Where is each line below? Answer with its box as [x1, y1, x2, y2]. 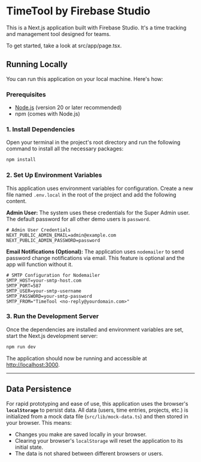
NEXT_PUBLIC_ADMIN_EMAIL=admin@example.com [6, 232, 117, 238]
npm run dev [6, 343, 36, 350]
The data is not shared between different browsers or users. [14, 449, 163, 457]
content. [6, 197, 27, 204]
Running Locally [6, 59, 68, 70]
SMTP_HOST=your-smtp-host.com [6, 277, 82, 283]
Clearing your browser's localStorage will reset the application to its [14, 437, 184, 444]
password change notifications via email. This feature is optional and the [6, 254, 185, 261]
